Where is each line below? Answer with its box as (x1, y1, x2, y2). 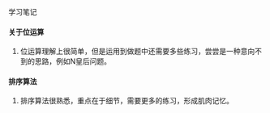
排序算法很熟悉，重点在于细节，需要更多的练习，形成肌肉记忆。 (19, 96, 234, 106)
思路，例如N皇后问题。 (34, 56, 112, 66)
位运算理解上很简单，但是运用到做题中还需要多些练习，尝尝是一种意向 (19, 47, 255, 56)
